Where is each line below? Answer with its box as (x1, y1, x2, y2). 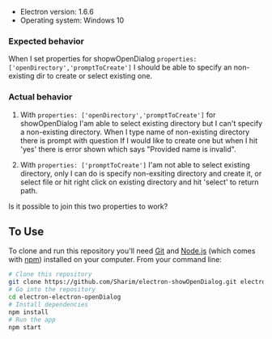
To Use (8, 224, 45, 238)
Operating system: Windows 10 (19, 15, 125, 25)
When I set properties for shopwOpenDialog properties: (8, 54, 198, 64)
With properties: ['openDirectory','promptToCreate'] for (19, 109, 216, 120)
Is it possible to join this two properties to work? (8, 201, 168, 211)
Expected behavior (8, 36, 85, 47)
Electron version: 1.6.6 (19, 7, 95, 16)
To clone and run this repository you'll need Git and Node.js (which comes (8, 246, 256, 256)
